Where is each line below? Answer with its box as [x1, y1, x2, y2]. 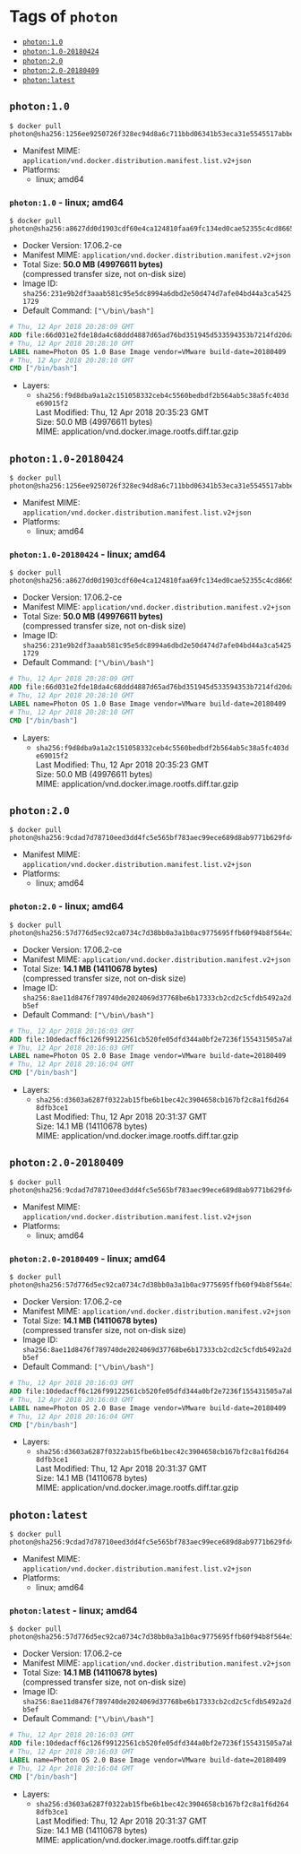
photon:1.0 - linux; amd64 [9, 195, 124, 208]
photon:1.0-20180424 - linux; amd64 [9, 549, 167, 561]
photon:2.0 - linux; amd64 [9, 900, 124, 913]
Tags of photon [9, 6, 118, 27]
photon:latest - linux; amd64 [9, 1605, 138, 1617]
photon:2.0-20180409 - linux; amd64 [9, 1252, 167, 1265]
